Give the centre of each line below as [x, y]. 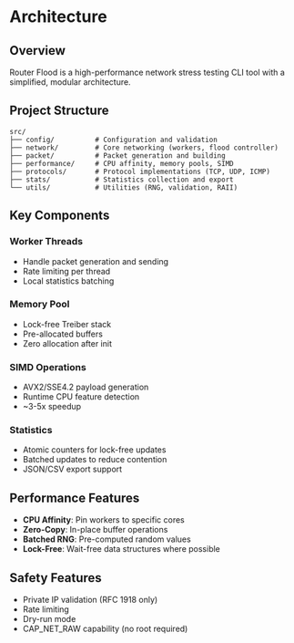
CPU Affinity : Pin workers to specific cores [103, 520]
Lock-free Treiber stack [67, 324]
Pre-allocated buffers [62, 334]
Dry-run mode [49, 619]
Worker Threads [46, 242]
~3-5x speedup [52, 407]
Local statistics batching [68, 281]
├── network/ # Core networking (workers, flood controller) [144, 148]
